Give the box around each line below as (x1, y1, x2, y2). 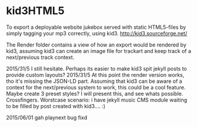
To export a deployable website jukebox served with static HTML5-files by (6, 24, 186, 31)
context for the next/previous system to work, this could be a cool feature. (6, 83, 186, 91)
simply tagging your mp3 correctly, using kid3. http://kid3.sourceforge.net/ (6, 29, 188, 36)
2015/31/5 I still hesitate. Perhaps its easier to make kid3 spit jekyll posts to (6, 65, 187, 72)
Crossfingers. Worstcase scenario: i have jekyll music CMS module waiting (6, 96, 188, 103)
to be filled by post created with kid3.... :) (6, 102, 106, 109)
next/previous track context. (6, 54, 75, 61)
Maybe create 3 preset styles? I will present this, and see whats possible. (6, 90, 183, 97)
